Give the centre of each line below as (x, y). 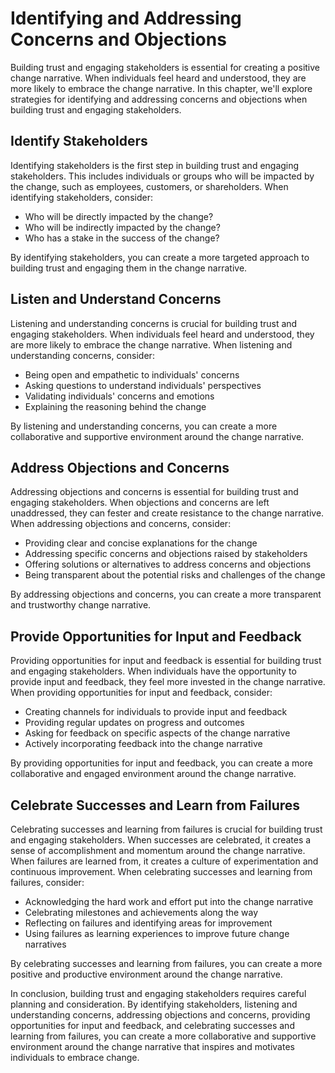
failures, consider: (47, 882)
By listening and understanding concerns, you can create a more (144, 426)
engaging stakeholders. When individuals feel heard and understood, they (162, 334)
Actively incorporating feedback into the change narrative (143, 744)
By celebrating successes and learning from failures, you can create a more (166, 963)
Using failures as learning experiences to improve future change (157, 933)
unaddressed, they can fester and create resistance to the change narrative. (167, 513)
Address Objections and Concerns (120, 467)
